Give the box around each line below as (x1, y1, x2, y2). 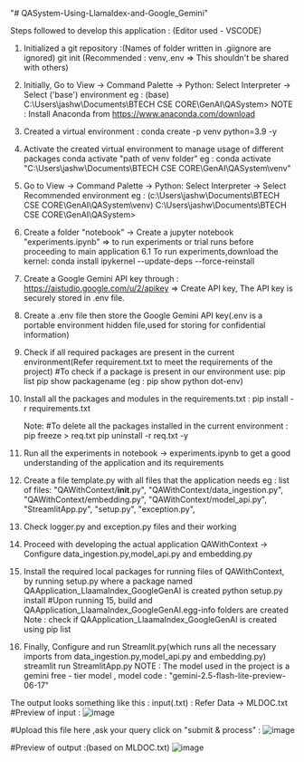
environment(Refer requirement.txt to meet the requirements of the (23, 357, 273, 367)
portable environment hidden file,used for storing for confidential (23, 320, 266, 330)
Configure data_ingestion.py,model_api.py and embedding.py (23, 548, 252, 559)
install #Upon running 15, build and (23, 595, 153, 605)
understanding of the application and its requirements (23, 458, 224, 468)
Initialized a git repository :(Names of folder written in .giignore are (23, 43, 271, 53)
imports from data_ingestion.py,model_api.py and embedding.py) (23, 651, 266, 661)
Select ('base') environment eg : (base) (23, 90, 170, 100)
